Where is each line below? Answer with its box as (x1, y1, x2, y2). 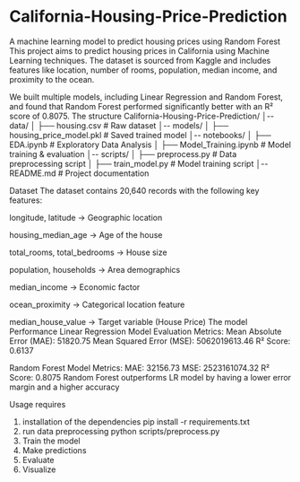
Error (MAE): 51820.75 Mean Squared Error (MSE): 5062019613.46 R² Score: (9, 335, 291, 346)
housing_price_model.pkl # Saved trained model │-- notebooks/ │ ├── (9, 129, 271, 140)
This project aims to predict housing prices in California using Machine (9, 45, 270, 56)
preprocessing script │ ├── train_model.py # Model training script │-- (9, 158, 269, 169)
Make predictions (21, 444, 87, 455)
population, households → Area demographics (9, 264, 181, 275)
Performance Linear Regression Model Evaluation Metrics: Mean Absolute (9, 326, 282, 337)
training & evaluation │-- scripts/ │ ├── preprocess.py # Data (9, 148, 237, 159)
